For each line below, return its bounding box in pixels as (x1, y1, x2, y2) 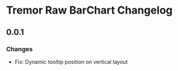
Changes (6, 45, 33, 53)
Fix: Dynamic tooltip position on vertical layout (14, 58, 128, 65)
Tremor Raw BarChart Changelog (6, 4, 173, 17)
